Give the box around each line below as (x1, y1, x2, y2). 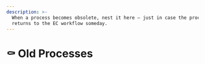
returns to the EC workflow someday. (12, 20, 108, 26)
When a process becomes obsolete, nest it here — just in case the (12, 15, 187, 21)
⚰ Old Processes (6, 46, 93, 60)
